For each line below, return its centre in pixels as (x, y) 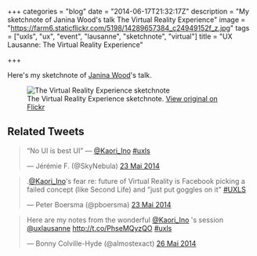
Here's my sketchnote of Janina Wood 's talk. (80, 75)
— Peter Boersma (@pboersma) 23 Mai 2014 (99, 204)
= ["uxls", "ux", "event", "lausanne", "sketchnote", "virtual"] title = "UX (120, 36)
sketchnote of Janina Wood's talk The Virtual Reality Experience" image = (127, 20)
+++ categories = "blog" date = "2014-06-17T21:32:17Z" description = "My (128, 11)
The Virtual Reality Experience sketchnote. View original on (123, 99)
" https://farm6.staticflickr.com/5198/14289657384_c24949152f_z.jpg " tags (128, 28)
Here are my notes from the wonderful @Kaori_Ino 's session (125, 220)
